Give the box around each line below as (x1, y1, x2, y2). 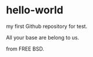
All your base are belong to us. (6, 34, 80, 41)
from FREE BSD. (6, 45, 45, 52)
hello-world (6, 3, 64, 17)
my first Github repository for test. (6, 23, 88, 30)
